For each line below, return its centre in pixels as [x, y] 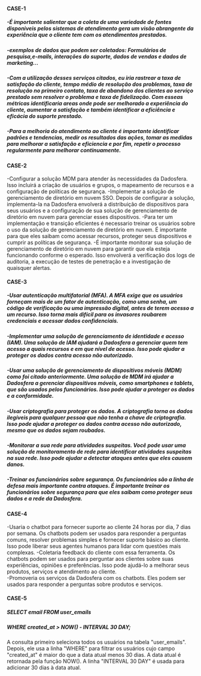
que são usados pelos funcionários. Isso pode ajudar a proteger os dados [101, 389]
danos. [16, 464]
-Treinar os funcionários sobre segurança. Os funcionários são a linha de [100, 479]
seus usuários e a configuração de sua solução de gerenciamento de [92, 211]
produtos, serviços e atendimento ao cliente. [62, 572]
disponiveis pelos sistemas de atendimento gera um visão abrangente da [100, 28]
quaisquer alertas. [29, 268]
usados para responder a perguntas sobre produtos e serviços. [85, 584]
